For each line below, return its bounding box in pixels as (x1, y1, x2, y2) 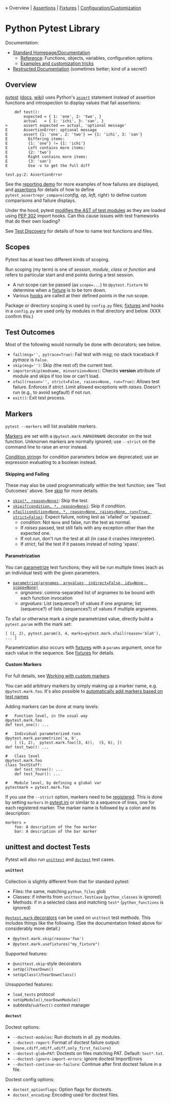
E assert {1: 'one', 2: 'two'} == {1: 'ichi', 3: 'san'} (5, 132, 143, 137)
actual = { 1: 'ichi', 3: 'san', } (23, 118, 104, 124)
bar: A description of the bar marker (14, 829, 97, 834)
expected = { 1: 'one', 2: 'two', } (23, 114, 102, 119)
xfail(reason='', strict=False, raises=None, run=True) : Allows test (12, 379, 160, 385)
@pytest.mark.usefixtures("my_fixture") (12, 942, 100, 947)
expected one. (20, 530, 51, 536)
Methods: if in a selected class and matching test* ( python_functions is (12, 899, 164, 905)
